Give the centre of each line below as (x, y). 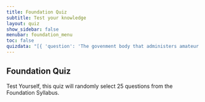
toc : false (20, 41)
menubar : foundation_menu (39, 35)
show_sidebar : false (33, 29)
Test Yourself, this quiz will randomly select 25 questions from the (90, 86)
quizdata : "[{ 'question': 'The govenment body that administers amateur (103, 47)
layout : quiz (23, 23)
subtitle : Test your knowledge (46, 18)
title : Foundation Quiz (37, 12)
